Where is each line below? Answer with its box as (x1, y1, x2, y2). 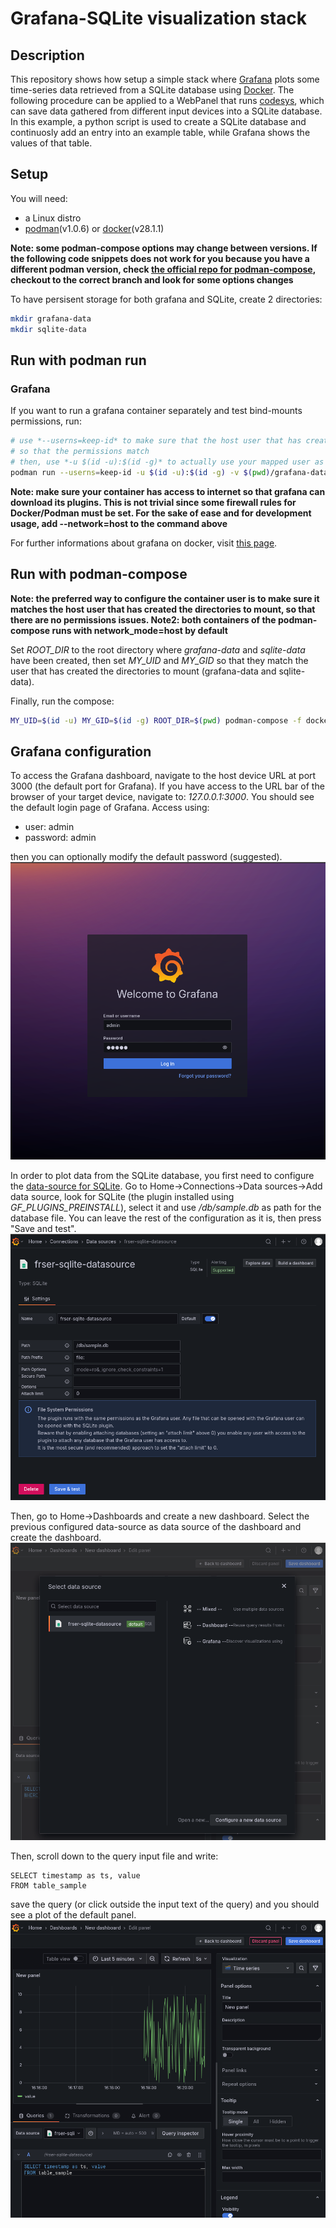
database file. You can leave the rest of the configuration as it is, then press (10, 1212, 322, 1224)
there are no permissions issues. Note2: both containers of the (10, 613, 277, 626)
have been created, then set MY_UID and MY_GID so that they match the (10, 654, 309, 666)
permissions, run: (10, 415, 82, 427)
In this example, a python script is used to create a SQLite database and (10, 116, 307, 127)
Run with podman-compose (10, 566, 188, 583)
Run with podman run (10, 352, 147, 369)
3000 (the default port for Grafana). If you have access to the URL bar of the (10, 780, 325, 792)
